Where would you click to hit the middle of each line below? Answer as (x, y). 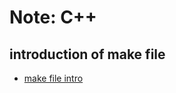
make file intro (53, 78)
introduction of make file (87, 54)
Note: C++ (53, 17)
